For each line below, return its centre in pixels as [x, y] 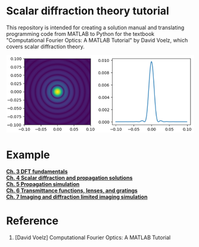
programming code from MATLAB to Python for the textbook [80, 33]
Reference [32, 221]
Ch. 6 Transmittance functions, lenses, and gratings [72, 190]
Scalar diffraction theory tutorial [88, 11]
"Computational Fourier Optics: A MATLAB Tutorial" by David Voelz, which [97, 40]
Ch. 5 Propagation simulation [43, 184]
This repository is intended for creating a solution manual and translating [95, 27]
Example [28, 155]
